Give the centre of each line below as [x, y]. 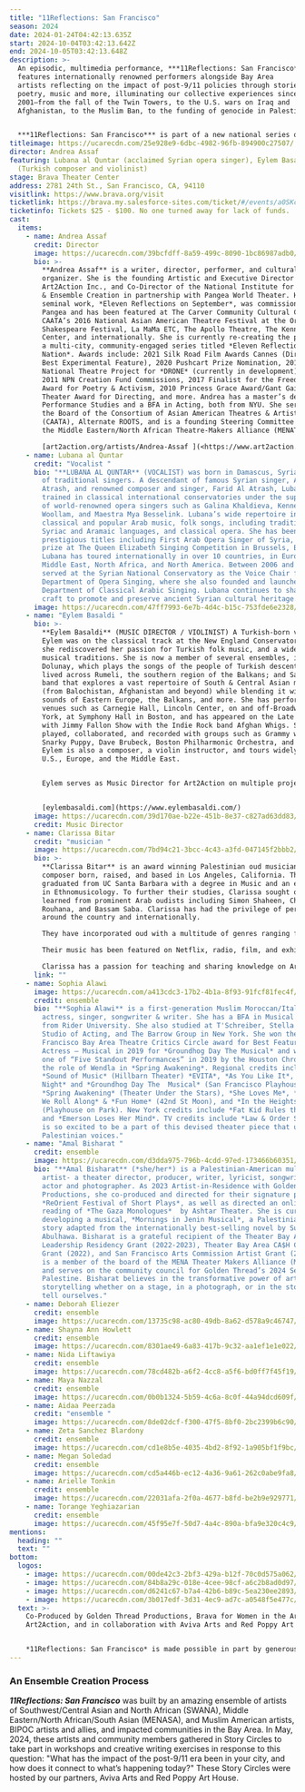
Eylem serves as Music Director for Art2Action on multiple [158, 783]
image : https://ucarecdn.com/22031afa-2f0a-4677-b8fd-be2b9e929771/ [166, 1499]
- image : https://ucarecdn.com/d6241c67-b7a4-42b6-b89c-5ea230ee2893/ [162, 1591]
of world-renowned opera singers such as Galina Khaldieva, [158, 506]
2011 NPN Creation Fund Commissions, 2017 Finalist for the [158, 379]
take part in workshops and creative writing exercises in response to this [145, 1749]
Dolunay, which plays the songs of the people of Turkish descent [170, 666]
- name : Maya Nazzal [64, 1380]
